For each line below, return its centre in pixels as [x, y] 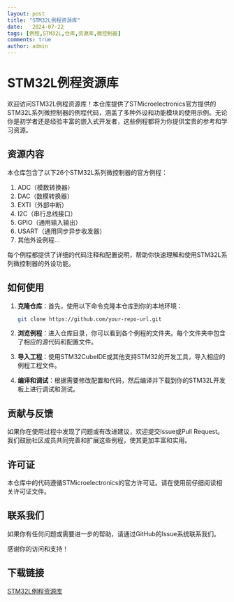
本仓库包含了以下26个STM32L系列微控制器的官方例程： [87, 172]
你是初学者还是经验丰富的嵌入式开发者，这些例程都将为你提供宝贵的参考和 [114, 121]
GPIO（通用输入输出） [49, 222]
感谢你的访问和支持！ [38, 548]
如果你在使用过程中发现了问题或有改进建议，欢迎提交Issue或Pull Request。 [115, 432]
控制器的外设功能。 [47, 263]
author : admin [28, 46]
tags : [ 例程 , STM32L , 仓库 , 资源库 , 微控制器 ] [64, 33]
